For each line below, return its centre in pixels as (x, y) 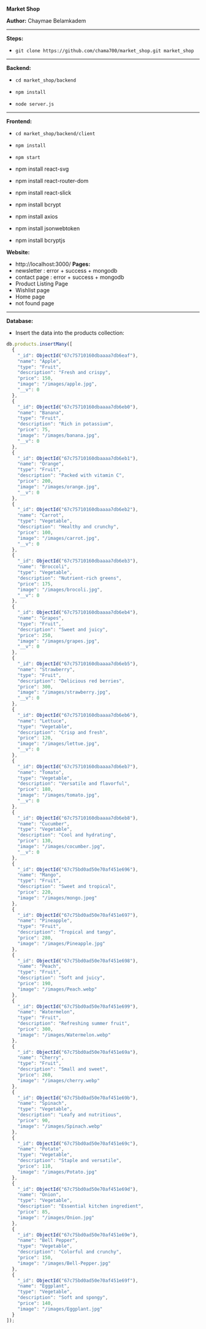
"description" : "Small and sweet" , (63, 1069)
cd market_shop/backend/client (55, 134)
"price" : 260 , (35, 1075)
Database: (20, 321)
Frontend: (19, 121)
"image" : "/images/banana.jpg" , (59, 435)
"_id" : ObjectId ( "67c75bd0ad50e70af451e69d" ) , (78, 1189)
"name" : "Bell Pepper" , (48, 1241)
